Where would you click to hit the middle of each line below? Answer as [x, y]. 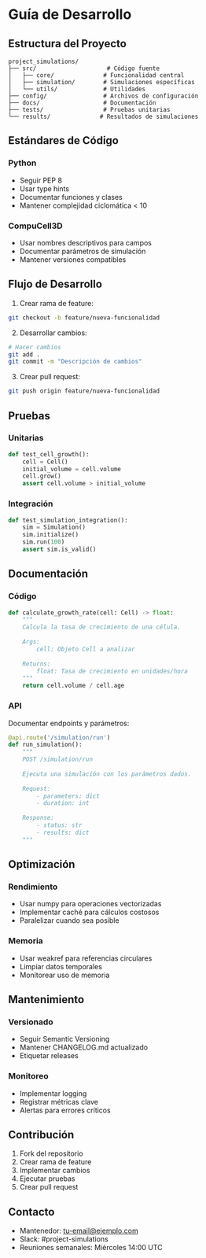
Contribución [41, 1135]
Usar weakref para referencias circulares [86, 958]
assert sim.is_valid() [59, 550]
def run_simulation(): [45, 745]
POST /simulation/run [57, 760]
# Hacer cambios [35, 347]
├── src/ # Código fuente [84, 68]
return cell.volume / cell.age [74, 686]
